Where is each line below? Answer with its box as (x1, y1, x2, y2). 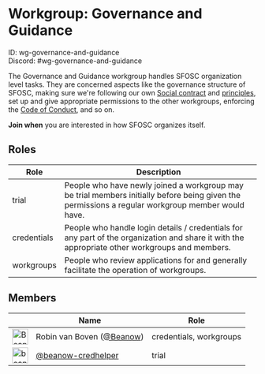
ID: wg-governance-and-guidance (8, 47, 120, 57)
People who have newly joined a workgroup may (64, 179, 244, 190)
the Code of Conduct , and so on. (8, 104, 115, 114)
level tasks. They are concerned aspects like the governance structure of (8, 80, 246, 89)
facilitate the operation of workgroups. (64, 264, 207, 275)
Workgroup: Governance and (8, 5, 203, 23)
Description (136, 166, 181, 178)
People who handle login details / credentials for (64, 222, 243, 233)
